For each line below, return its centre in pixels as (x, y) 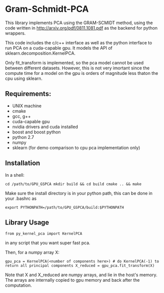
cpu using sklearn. (24, 78)
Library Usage (27, 222)
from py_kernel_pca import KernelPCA (44, 234)
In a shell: (15, 175)
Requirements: (28, 94)
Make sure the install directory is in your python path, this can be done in (79, 193)
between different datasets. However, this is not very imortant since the (77, 68)
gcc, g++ (21, 116)
